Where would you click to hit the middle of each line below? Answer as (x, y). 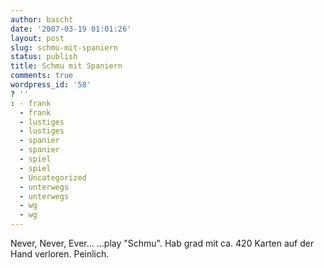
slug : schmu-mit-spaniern (64, 47)
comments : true (42, 76)
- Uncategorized (53, 177)
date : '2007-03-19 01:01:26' (71, 29)
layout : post (37, 38)
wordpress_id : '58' (51, 85)
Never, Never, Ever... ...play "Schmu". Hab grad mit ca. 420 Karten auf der (162, 243)
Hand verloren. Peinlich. (60, 254)
